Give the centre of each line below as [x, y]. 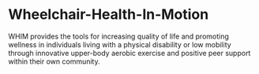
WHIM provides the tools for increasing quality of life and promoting [118, 36]
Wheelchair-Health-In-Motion [109, 15]
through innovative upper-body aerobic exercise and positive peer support [129, 53]
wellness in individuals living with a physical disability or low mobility [120, 44]
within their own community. [54, 61]
